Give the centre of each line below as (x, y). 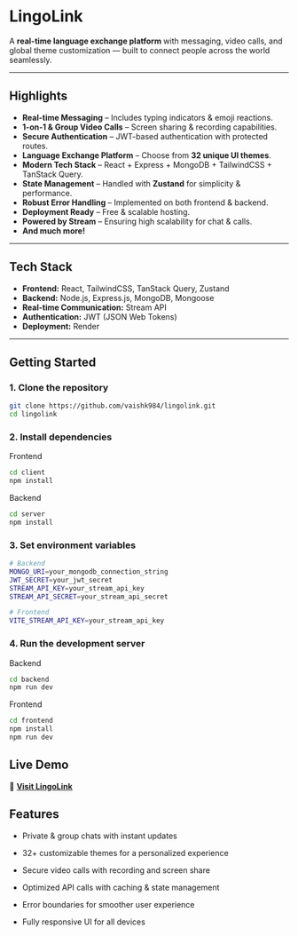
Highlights (39, 96)
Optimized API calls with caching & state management (121, 887)
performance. (47, 193)
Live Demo (39, 765)
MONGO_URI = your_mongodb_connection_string (89, 571)
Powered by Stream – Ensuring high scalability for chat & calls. (137, 221)
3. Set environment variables (72, 545)
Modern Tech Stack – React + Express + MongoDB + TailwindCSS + (147, 164)
